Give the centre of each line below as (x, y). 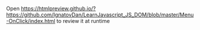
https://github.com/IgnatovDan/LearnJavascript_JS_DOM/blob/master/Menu (100, 15)
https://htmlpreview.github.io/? (58, 9)
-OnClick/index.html (31, 21)
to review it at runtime (83, 21)
